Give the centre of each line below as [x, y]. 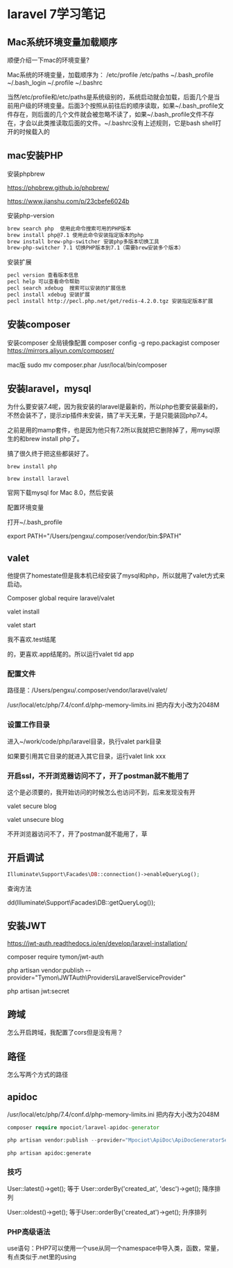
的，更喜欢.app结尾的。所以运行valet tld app [71, 654]
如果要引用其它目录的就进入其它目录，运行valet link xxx [87, 756]
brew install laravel [38, 479]
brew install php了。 [54, 439]
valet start [21, 625]
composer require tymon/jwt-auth [55, 957]
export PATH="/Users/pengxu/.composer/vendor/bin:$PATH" [94, 536]
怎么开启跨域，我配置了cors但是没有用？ [65, 1032]
